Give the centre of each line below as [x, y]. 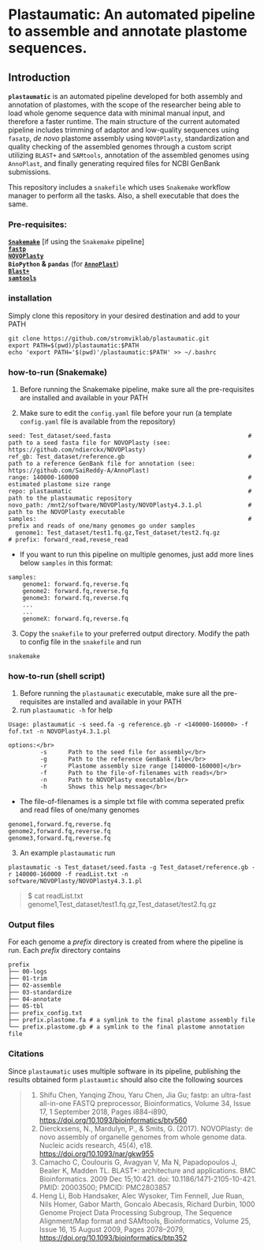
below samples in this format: [66, 562]
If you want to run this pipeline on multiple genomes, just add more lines [136, 554]
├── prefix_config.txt [45, 1014]
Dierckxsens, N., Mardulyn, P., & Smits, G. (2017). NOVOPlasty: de [146, 1128]
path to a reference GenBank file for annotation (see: [102, 463]
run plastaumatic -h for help [66, 710]
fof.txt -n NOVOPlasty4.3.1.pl [59, 732]
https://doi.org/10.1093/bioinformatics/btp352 [113, 1237]
